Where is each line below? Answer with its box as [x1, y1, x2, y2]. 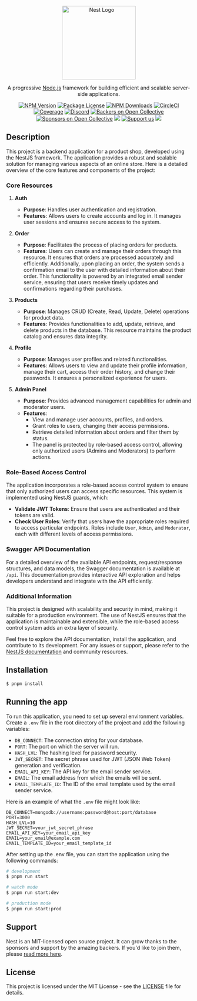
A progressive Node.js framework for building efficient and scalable [7, 84, 172, 91]
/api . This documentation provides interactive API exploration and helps [6, 571, 181, 578]
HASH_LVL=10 [6, 820, 35, 826]
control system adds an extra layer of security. [6, 624, 119, 631]
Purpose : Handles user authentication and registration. [23, 206, 157, 213]
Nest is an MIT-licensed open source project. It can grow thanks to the [6, 937, 177, 945]
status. [32, 435, 49, 442]
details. [6, 989, 24, 996]
